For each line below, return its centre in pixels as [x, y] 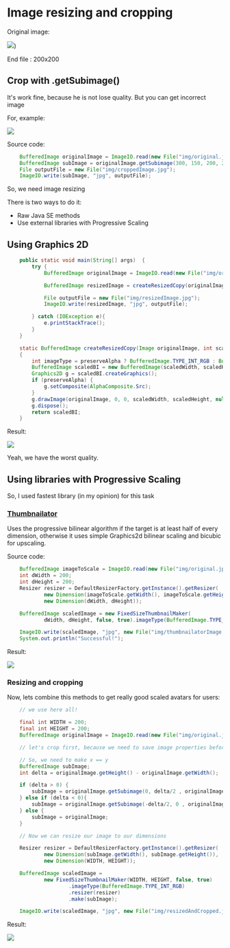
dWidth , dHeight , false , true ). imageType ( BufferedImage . [127, 620]
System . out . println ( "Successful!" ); [72, 639]
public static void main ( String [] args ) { [82, 260]
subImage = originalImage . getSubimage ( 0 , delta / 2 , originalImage [128, 791]
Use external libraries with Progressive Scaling [83, 223]
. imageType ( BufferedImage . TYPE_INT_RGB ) [127, 886]
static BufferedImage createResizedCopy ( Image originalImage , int [116, 348]
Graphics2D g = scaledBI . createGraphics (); [94, 374]
